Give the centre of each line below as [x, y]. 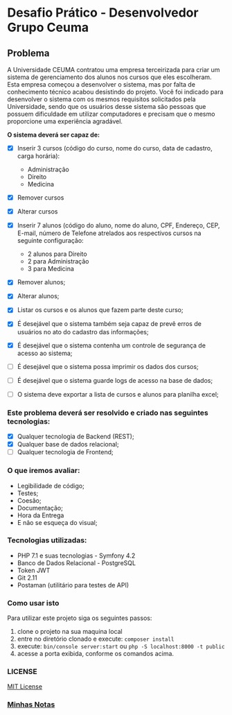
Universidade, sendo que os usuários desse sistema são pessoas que [107, 106]
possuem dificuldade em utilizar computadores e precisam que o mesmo [111, 114]
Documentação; [40, 508]
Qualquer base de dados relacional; [68, 445]
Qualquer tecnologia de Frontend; [65, 452]
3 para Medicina [51, 269]
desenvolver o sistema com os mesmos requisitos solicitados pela [101, 99]
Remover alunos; [41, 282]
